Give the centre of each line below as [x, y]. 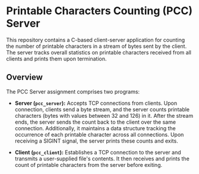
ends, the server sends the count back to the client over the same [95, 122]
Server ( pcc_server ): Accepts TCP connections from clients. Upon [96, 103]
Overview [25, 77]
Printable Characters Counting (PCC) [99, 11]
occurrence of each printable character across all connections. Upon [99, 134]
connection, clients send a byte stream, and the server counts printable [102, 109]
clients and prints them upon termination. [56, 59]
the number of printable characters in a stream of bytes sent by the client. [97, 46]
